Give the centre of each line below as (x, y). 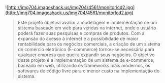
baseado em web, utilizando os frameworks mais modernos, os (84, 66)
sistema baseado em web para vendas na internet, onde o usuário (87, 28)
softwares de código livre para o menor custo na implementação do (89, 71)
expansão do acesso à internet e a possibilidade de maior (78, 38)
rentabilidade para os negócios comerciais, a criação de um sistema (89, 44)
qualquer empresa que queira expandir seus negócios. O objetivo (86, 55)
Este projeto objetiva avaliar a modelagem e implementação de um (87, 23)
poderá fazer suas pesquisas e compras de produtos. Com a (81, 33)
